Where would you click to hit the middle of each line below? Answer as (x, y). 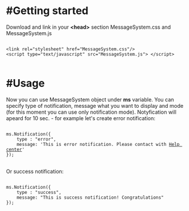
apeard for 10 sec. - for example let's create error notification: (81, 118)
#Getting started (47, 11)
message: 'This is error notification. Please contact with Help (98, 144)
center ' (16, 149)
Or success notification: (35, 171)
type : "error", (37, 139)
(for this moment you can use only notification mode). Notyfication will (91, 112)
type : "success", (39, 192)
